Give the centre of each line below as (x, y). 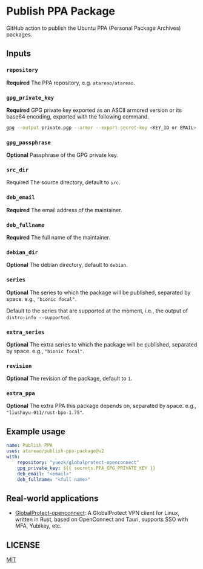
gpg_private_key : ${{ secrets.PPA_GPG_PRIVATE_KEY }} (86, 468)
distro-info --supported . (38, 317)
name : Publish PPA (29, 446)
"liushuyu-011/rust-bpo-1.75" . (45, 412)
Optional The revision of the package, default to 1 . (69, 379)
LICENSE (23, 545)
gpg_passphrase (29, 142)
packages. (19, 34)
